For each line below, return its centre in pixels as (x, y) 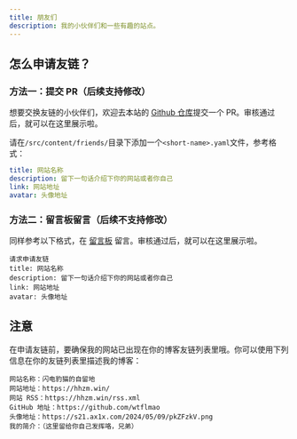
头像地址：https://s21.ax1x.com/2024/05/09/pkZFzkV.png (111, 417)
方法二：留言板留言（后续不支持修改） (91, 219)
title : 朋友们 (33, 17)
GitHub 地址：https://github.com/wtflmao (85, 407)
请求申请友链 (29, 259)
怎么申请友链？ (50, 64)
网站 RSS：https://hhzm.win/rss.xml (75, 398)
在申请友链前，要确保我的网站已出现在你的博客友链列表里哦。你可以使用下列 (149, 349)
